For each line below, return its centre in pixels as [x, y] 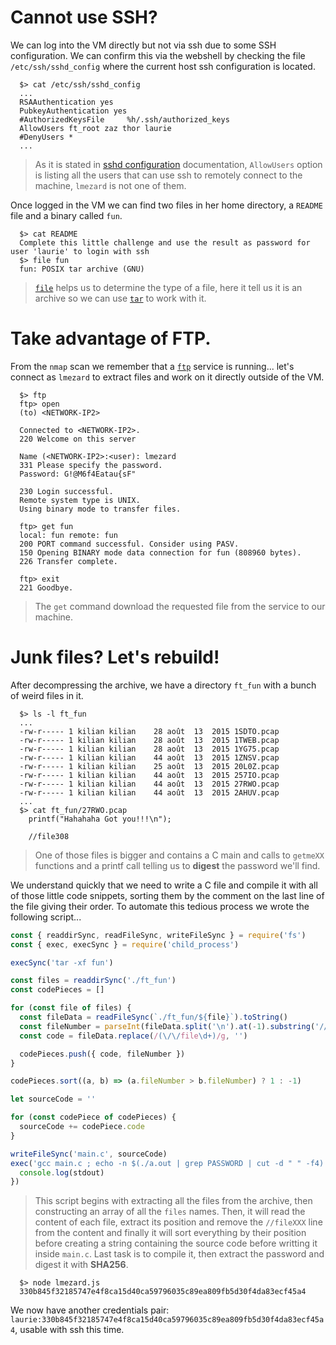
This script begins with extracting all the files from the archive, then [173, 1201]
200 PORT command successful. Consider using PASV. [129, 544]
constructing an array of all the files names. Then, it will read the [170, 1212]
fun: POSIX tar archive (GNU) [82, 269]
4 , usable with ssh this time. [67, 1330]
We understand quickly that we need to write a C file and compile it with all [164, 885]
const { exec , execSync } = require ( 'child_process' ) [125, 944]
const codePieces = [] [57, 990]
